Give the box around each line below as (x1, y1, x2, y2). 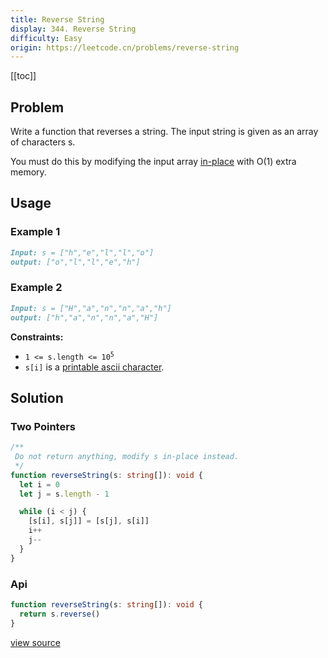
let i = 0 (19, 479, 60, 490)
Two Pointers (10, 419, 77, 433)
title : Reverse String (10, 14, 105, 25)
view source (10, 636, 61, 648)
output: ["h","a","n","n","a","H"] (10, 312, 159, 323)
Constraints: (10, 331, 64, 343)
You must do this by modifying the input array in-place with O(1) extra (10, 156, 297, 168)
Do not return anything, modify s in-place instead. (14, 452, 240, 462)
